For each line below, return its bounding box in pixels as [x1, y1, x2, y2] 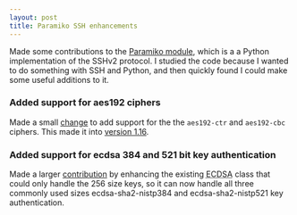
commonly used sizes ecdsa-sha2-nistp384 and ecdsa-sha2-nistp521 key [9, 188, 284, 199]
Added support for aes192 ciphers [9, 96, 161, 109]
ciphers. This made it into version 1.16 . [9, 126, 149, 136]
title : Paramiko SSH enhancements [9, 21, 139, 30]
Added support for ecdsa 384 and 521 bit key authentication [9, 148, 276, 161]
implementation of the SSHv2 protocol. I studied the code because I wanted [9, 55, 289, 66]
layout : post [9, 12, 58, 22]
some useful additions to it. [9, 74, 109, 85]
